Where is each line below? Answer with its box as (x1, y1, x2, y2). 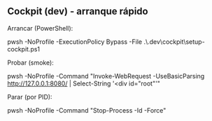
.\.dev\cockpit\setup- (143, 38, 205, 46)
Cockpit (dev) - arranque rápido (7, 6, 148, 17)
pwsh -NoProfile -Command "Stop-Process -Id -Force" (7, 106, 167, 114)
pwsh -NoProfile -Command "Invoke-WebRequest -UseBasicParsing (7, 72, 205, 80)
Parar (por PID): (7, 92, 52, 101)
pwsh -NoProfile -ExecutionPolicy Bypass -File (7, 38, 142, 46)
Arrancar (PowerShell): (7, 24, 73, 32)
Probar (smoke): (7, 58, 54, 67)
